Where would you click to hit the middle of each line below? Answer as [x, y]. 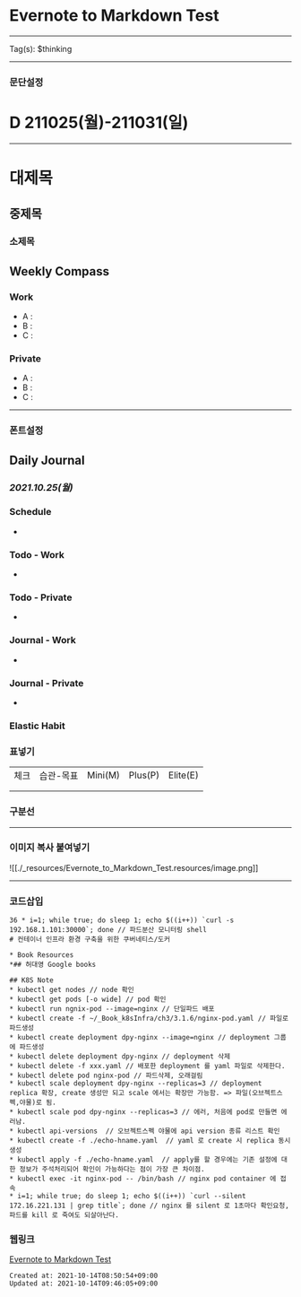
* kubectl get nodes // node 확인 [72, 990]
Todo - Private [41, 597]
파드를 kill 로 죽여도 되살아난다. [64, 1215]
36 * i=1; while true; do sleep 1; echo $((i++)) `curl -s [122, 920]
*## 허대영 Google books [53, 965]
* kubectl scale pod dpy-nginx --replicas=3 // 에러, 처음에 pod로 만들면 [143, 1112]
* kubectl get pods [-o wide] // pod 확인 [88, 1000]
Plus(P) [144, 775]
